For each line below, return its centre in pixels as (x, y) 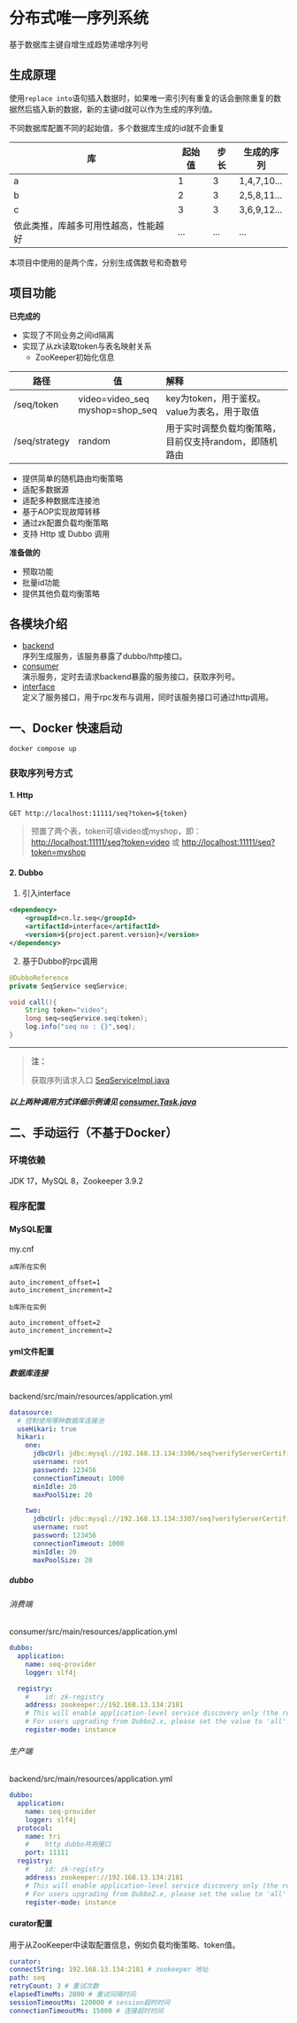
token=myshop (58, 852)
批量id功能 (41, 582)
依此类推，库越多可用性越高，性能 (85, 225)
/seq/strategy (42, 441)
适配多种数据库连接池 (61, 500)
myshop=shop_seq (118, 410)
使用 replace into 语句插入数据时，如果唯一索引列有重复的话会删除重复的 (141, 97)
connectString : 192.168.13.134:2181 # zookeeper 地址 (109, 1970)
